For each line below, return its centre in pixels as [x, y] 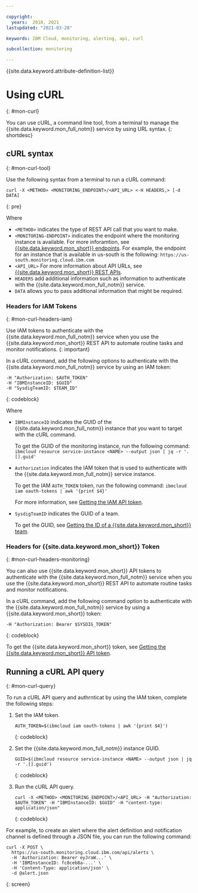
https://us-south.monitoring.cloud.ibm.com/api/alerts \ [83, 853]
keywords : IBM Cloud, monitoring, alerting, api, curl [75, 38]
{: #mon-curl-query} [31, 686]
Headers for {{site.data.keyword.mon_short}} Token [83, 547]
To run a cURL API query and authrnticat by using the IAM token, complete [97, 698]
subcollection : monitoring [39, 49]
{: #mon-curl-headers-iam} [39, 319]
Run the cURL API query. [44, 787]
